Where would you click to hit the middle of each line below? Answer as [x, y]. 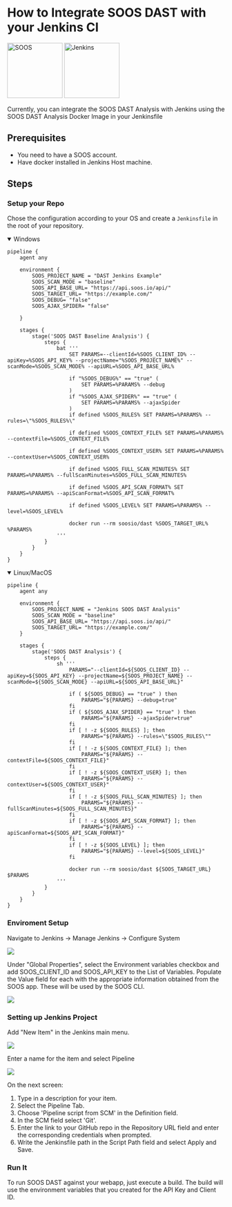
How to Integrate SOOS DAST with [107, 13]
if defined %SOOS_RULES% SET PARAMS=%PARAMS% [135, 415]
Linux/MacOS [33, 573]
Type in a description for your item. [67, 1099]
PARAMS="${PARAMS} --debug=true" [129, 700]
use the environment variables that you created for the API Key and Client [112, 1190]
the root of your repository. [46, 226]
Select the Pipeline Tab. [51, 1105]
